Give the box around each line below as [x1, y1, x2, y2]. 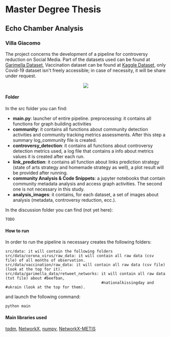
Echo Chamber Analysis [5, 24, 83, 33]
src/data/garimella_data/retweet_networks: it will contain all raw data [5, 271, 166, 277]
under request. [5, 73, 37, 79]
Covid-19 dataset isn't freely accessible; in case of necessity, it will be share [5, 67, 166, 73]
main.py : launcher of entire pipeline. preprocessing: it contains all [12, 115, 152, 121]
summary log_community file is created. [12, 137, 97, 143]
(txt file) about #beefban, [5, 276, 65, 281]
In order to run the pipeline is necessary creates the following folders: [5, 239, 152, 245]
